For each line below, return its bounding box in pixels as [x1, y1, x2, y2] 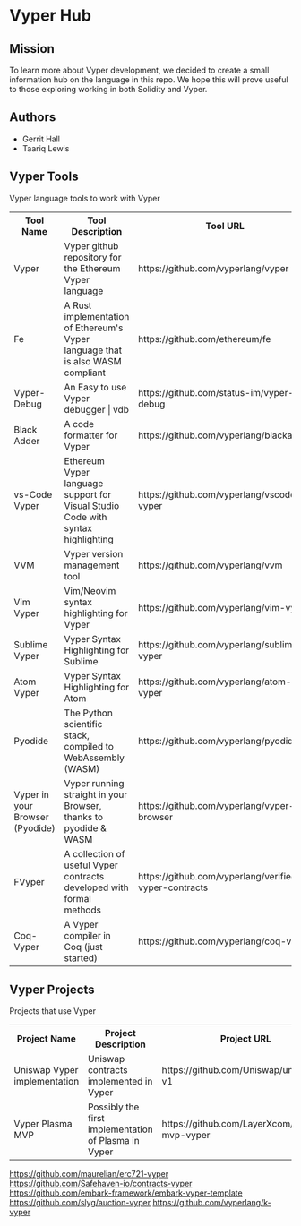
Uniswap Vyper [13, 1064, 79, 1076]
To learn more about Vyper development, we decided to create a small [9, 64, 270, 75]
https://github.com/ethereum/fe [137, 332, 271, 345]
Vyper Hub [9, 5, 92, 26]
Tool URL [205, 219, 245, 232]
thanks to [64, 810, 104, 823]
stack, [64, 729, 90, 742]
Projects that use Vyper [9, 1006, 97, 1016]
